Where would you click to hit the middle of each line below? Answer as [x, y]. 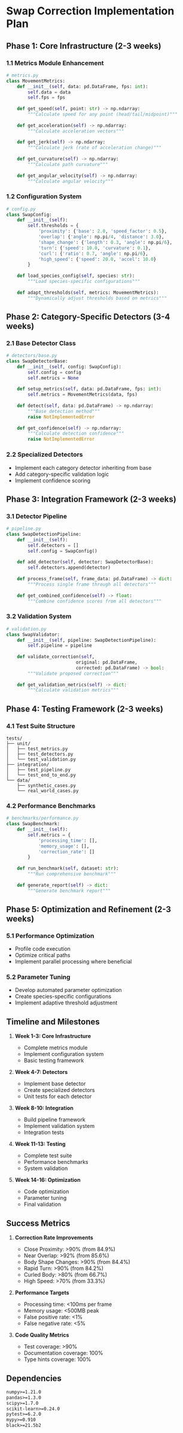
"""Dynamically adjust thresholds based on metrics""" [97, 298]
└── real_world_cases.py [48, 791]
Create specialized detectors [59, 1090]
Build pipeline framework [54, 1120]
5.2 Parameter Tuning [38, 977]
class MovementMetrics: [36, 81]
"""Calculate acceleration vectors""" [76, 131]
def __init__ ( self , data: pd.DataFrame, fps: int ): [83, 86]
